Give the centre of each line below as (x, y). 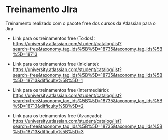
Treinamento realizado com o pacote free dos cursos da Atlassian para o (80, 23)
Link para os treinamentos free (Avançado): (57, 116)
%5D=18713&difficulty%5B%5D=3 (48, 131)
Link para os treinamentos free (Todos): (53, 38)
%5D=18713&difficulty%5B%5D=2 (48, 106)
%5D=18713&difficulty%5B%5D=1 (48, 80)
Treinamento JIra (41, 9)
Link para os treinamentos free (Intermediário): (61, 90)
